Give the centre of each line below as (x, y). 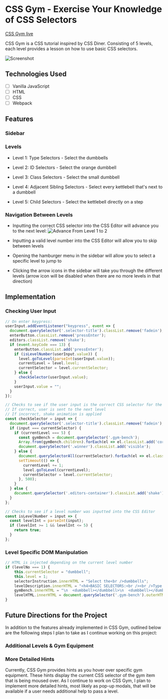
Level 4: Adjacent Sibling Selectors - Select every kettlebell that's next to (87, 186)
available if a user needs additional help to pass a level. (62, 691)
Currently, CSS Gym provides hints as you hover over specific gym (74, 670)
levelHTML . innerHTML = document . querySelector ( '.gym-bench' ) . (80, 595)
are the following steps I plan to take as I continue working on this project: (81, 632)
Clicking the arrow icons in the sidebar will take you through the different (87, 270)
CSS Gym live (19, 33)
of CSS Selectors (41, 20)
